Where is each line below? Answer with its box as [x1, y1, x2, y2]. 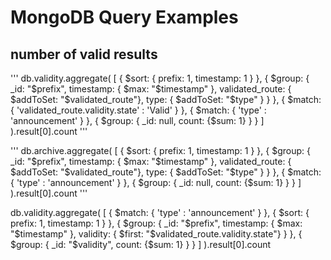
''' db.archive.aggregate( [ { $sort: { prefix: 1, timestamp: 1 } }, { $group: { [10, 145, 311, 156]
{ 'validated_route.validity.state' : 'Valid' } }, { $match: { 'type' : [10, 104, 267, 116]
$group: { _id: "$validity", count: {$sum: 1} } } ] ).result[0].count [10, 239, 272, 250]
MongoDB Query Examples [10, 6, 239, 29]
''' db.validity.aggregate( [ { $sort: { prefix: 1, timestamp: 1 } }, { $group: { [10, 72, 310, 84]
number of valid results [10, 46, 158, 63]
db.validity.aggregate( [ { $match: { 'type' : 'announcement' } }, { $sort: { [10, 207, 310, 218]
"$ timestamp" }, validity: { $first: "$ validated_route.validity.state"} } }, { [10, 228, 303, 240]
